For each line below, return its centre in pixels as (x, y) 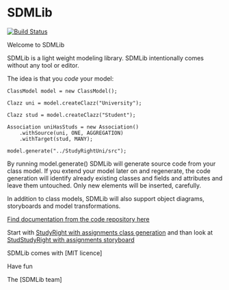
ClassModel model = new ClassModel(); (62, 91)
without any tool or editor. (43, 65)
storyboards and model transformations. (64, 206)
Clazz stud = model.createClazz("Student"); (71, 115)
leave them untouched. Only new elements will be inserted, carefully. (104, 185)
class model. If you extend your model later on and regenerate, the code (109, 171)
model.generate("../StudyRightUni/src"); (67, 151)
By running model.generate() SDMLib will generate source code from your (111, 163)
